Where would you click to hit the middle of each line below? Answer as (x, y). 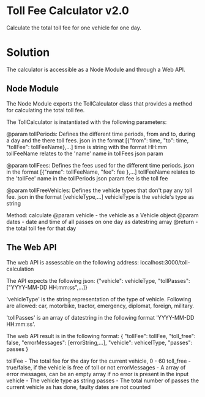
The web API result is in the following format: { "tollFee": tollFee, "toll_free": (101, 336)
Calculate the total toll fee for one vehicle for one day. (74, 28)
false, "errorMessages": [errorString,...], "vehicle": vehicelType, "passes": (99, 342)
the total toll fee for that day (41, 228)
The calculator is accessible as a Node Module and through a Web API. (96, 69)
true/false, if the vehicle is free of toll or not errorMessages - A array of (96, 367)
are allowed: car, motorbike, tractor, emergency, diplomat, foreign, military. (100, 306)
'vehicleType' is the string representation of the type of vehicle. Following (99, 299)
